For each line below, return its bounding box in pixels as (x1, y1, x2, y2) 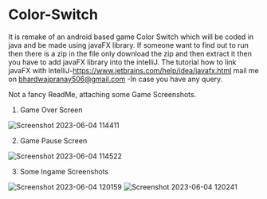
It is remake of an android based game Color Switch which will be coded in (8, 32, 254, 41)
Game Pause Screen (19, 135, 88, 145)
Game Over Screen (19, 105, 83, 115)
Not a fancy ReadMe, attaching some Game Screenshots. (8, 89, 197, 99)
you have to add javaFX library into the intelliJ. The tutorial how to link (8, 57, 237, 67)
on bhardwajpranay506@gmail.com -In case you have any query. (8, 74, 223, 84)
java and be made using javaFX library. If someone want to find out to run (8, 40, 249, 49)
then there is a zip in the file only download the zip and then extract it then (8, 49, 253, 58)
